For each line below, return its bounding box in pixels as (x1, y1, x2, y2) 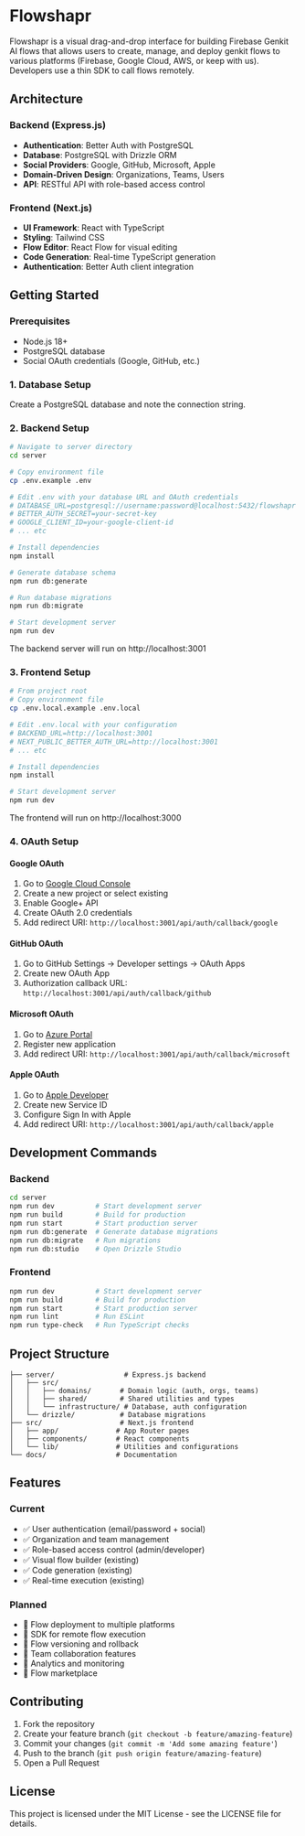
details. (9, 1818, 37, 1829)
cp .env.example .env (9, 476, 92, 485)
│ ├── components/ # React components (9, 1434, 190, 1444)
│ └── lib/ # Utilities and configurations (9, 1443, 239, 1452)
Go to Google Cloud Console (22, 878, 131, 889)
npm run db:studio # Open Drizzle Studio (9, 1244, 182, 1253)
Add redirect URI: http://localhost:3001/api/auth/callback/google (22, 917, 279, 929)
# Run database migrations (9, 593, 112, 602)
